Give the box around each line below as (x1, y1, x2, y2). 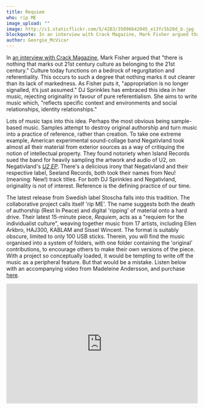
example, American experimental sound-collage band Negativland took (6, 137, 185, 144)
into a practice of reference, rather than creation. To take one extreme (6, 130, 182, 138)
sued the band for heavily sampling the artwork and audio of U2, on (6, 156, 176, 163)
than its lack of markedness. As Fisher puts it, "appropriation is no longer (6, 80, 189, 87)
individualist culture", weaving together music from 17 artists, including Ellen (6, 220, 197, 227)
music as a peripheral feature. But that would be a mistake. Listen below (6, 259, 186, 265)
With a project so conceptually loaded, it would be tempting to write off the (6, 252, 194, 259)
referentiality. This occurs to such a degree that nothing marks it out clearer (6, 74, 195, 80)
